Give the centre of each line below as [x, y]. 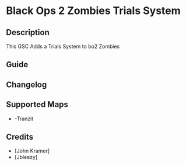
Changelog [27, 84]
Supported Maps [37, 104]
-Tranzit [24, 119]
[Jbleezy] [26, 157]
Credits [20, 136]
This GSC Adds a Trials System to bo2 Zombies [63, 46]
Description [28, 32]
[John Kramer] [32, 151]
